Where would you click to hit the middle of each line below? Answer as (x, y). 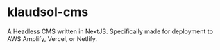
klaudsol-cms (48, 12)
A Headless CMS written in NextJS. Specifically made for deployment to (110, 31)
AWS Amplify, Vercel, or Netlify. (52, 38)
